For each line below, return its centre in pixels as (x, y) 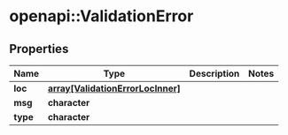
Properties (39, 49)
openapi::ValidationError (101, 16)
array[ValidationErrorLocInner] (114, 88)
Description (214, 74)
